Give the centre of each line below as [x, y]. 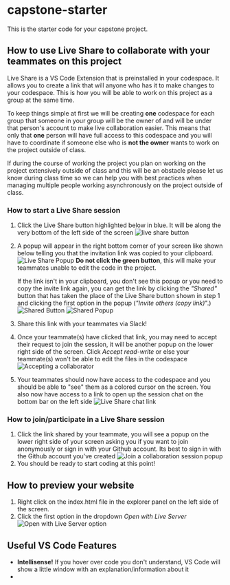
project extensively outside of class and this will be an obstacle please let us [115, 170]
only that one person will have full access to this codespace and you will [110, 135]
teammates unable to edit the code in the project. [87, 268]
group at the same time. [41, 100]
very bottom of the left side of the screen [75, 233]
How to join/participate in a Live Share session [86, 419]
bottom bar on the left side [55, 402]
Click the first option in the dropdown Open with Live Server [102, 517]
